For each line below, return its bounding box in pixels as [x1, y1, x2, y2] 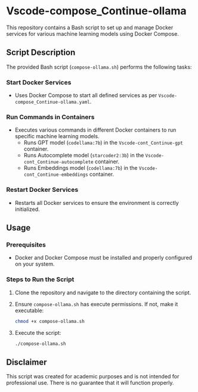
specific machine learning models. [14, 133, 100, 140]
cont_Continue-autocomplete [23, 159, 94, 165]
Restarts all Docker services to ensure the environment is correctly [14, 199, 179, 206]
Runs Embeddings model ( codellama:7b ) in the [23, 164, 138, 172]
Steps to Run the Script [6, 275, 75, 284]
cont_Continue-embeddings [23, 172, 88, 178]
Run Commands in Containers [6, 113, 95, 121]
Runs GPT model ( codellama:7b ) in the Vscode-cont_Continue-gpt [23, 139, 183, 147]
